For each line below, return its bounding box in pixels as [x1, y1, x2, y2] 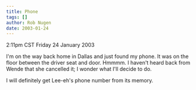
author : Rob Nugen [6, 20, 51, 25]
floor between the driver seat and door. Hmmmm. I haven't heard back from [6, 59, 191, 66]
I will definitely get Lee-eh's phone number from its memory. [6, 77, 153, 84]
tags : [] [6, 14, 28, 20]
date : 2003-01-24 [6, 25, 49, 31]
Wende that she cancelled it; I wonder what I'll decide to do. [6, 66, 152, 73]
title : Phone [6, 8, 38, 15]
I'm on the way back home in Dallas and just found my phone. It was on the [6, 53, 189, 60]
